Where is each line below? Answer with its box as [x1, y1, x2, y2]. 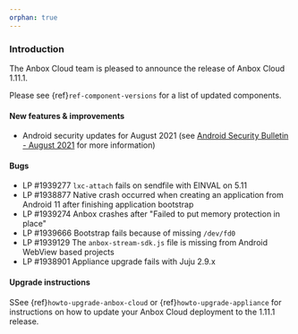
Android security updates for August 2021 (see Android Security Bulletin [21, 131, 289, 141]
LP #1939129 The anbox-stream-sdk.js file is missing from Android [21, 237, 268, 248]
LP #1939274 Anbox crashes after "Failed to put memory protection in [21, 209, 280, 219]
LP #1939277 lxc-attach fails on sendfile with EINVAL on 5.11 [21, 180, 248, 191]
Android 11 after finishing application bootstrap [21, 199, 194, 210]
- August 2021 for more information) [21, 140, 156, 150]
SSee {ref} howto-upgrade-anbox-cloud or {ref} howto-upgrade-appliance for [9, 296, 282, 307]
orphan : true [9, 13, 58, 22]
